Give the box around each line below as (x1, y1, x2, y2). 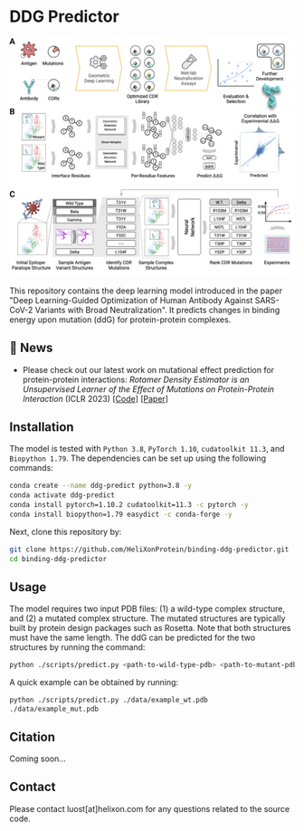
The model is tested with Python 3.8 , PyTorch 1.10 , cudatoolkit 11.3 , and (9, 444, 285, 454)
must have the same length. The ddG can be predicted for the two (9, 632, 256, 644)
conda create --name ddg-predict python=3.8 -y (9, 482, 193, 491)
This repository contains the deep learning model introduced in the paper (9, 285, 283, 296)
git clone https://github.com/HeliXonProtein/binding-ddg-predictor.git (9, 545, 290, 554)
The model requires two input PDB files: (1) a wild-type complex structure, (9, 604, 286, 615)
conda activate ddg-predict (9, 491, 116, 500)
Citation (9, 729, 56, 744)
